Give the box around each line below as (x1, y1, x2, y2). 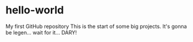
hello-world (5, 3, 65, 17)
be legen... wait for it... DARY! (5, 29, 78, 36)
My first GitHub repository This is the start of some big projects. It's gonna (5, 23, 187, 30)
